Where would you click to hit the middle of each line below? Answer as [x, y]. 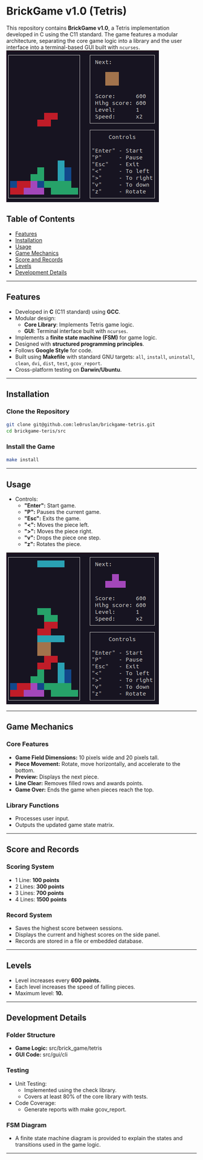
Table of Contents [41, 219]
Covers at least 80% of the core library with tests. [86, 1096]
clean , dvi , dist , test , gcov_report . [59, 363]
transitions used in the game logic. [58, 1145]
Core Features [27, 744]
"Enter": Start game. [50, 505]
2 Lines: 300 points [40, 886]
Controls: [26, 499]
